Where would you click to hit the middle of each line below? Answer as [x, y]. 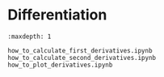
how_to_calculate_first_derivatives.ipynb [80, 50]
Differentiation [57, 15]
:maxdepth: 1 [29, 36]
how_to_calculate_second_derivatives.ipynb [82, 58]
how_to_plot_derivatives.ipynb [60, 65]
